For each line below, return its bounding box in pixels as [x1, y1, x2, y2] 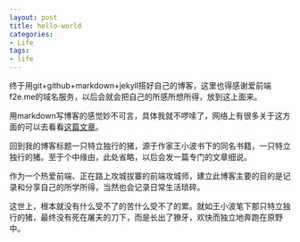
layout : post [9, 13, 58, 22]
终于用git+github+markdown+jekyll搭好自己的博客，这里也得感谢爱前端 [9, 80, 272, 90]
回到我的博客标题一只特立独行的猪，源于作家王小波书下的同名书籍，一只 [9, 140, 275, 151]
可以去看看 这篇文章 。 [24, 121, 104, 132]
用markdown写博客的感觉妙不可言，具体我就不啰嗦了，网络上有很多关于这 [9, 111, 283, 121]
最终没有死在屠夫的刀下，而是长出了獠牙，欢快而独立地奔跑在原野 [39, 212, 283, 222]
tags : [9, 46, 29, 55]
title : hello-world [9, 21, 82, 30]
